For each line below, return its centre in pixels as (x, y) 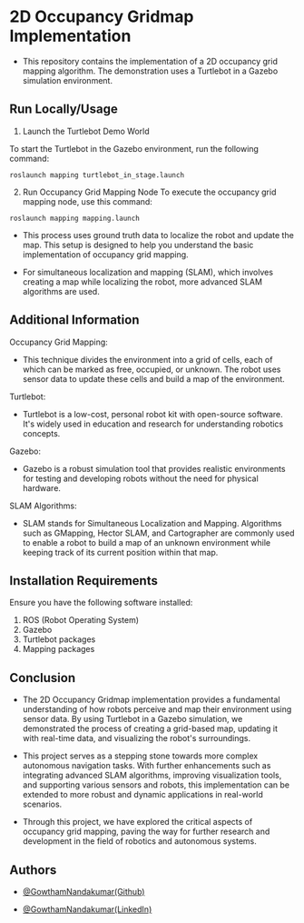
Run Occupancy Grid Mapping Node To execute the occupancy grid (149, 192)
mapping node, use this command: (87, 201)
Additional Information (74, 320)
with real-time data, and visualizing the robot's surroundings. (137, 738)
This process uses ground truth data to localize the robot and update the (158, 235)
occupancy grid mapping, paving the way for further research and (146, 832)
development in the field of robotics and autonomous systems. (139, 841)
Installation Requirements (84, 581)
